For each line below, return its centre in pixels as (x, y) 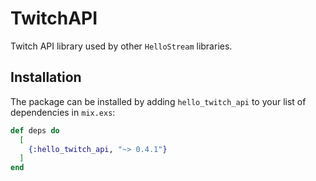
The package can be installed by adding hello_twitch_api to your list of (158, 101)
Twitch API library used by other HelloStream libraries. (121, 46)
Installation (46, 77)
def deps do (35, 130)
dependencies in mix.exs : (63, 112)
